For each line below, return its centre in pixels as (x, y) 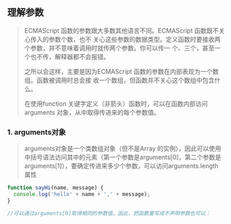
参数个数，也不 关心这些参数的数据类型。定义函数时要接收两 (134, 39)
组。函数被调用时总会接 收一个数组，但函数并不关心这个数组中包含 (119, 80)
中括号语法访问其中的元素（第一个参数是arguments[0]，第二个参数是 (123, 157)
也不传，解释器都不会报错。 (70, 56)
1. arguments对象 (36, 132)
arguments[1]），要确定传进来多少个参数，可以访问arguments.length (121, 166)
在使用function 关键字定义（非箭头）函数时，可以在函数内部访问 (116, 104)
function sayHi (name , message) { (55, 188)
